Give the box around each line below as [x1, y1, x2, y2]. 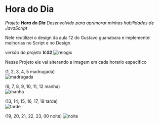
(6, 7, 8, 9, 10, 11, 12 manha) [5, 83, 60, 89]
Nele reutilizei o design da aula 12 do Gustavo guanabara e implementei [5, 35, 151, 41]
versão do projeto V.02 [5, 49, 53, 55]
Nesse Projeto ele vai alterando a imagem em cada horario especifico [5, 59, 147, 65]
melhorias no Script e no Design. [5, 40, 72, 45]
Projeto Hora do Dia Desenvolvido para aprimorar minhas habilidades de [5, 20, 154, 26]
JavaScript [5, 25, 28, 31]
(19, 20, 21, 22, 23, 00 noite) [5, 113, 62, 119]
